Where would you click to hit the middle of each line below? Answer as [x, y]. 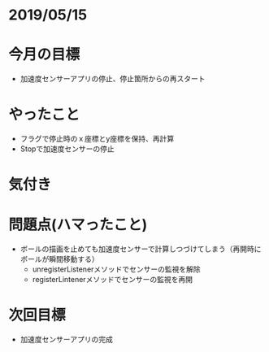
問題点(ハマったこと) [78, 225]
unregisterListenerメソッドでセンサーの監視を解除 [116, 269]
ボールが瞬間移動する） [59, 259]
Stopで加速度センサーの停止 [67, 149]
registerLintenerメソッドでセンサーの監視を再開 [113, 280]
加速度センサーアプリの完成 [67, 340]
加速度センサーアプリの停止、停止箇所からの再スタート [113, 79]
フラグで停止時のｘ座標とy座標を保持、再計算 [97, 139]
